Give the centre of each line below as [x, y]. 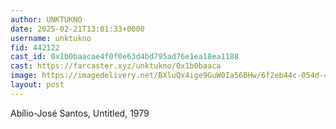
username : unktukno [51, 38]
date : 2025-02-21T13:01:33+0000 [77, 29]
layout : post [37, 85]
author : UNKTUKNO [46, 19]
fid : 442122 [35, 47]
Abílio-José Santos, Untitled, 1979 [80, 113]
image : [24, 76]
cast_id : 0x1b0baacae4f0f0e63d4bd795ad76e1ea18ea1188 [125, 57]
